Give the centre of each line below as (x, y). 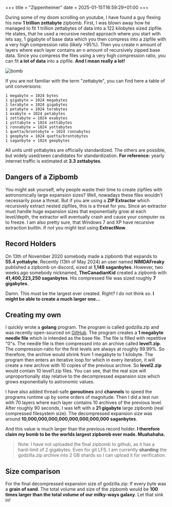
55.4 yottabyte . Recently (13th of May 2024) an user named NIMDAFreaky (85, 262)
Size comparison (33, 471)
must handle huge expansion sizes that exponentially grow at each (76, 211)
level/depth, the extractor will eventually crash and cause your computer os (85, 217)
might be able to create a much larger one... (53, 299)
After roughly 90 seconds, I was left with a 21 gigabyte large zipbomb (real (84, 408)
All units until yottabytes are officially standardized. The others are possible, (85, 150)
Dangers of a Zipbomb (42, 177)
